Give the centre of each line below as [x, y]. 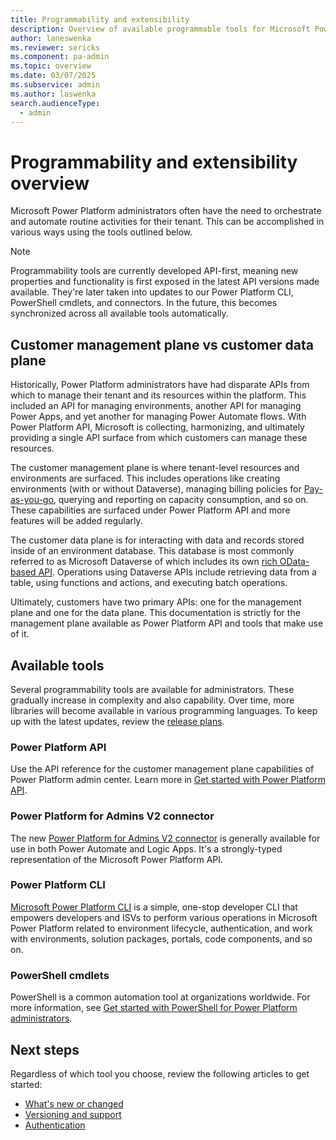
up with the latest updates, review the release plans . [117, 721]
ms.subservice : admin [55, 85]
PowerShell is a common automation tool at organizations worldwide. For [160, 997]
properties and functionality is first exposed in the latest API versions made [165, 282]
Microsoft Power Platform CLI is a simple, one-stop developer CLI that [154, 907]
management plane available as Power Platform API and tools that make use [167, 623]
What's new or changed [74, 1103]
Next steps [45, 1049]
